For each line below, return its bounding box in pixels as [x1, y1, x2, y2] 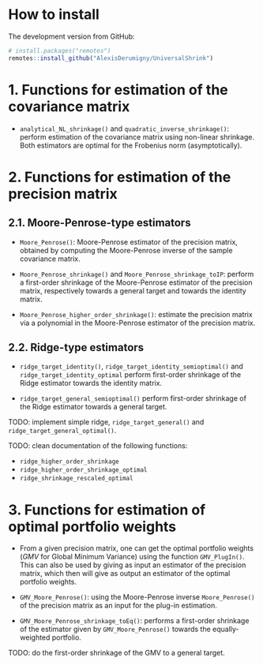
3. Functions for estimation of [8, 501, 206, 518]
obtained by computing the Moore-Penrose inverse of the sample [19, 245, 233, 255]
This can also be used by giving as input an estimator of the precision [19, 560, 246, 570]
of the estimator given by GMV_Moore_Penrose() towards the [19, 625, 211, 634]
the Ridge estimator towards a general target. [19, 402, 167, 412]
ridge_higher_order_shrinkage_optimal [19, 466, 148, 474]
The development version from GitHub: [8, 32, 136, 41]
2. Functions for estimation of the [8, 168, 231, 186]
